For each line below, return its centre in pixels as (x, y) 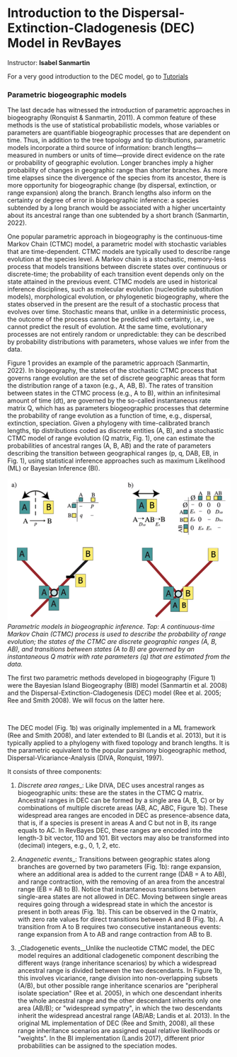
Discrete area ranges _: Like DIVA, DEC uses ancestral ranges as (111, 785)
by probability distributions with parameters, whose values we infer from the (118, 342)
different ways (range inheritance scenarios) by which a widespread (117, 963)
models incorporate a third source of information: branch (90, 148)
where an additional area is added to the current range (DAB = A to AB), (122, 874)
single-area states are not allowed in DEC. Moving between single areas (122, 896)
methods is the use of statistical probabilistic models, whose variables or (113, 125)
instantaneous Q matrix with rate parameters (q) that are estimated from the (119, 657)
